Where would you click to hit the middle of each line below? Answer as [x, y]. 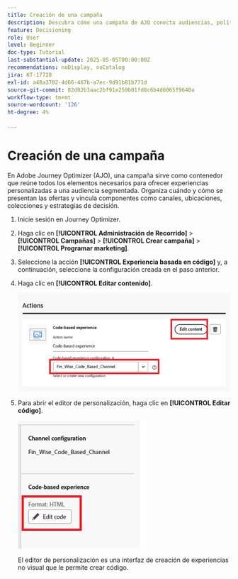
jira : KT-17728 [30, 75]
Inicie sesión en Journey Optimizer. [69, 219]
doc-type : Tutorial [36, 53]
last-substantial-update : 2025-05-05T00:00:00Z [79, 60]
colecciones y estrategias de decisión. [63, 205]
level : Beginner [31, 45]
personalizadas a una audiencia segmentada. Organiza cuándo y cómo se [115, 190]
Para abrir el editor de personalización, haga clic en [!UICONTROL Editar [124, 403]
